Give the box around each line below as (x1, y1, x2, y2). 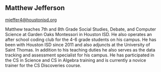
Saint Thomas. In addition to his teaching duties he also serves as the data (5, 47, 156, 53)
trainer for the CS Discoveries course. (5, 62, 81, 68)
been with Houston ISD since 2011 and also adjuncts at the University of (5, 41, 151, 48)
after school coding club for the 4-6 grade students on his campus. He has (5, 36, 157, 42)
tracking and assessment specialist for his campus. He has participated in (5, 52, 155, 58)
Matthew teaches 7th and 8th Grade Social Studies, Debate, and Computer (5, 26, 156, 32)
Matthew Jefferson (5, 4, 65, 12)
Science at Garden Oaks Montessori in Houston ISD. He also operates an (5, 31, 152, 37)
